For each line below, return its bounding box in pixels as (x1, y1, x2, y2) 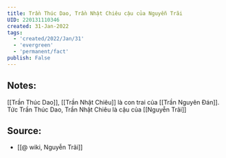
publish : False (7, 55, 51, 62)
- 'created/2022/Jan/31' (13, 36, 84, 42)
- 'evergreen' (13, 42, 54, 49)
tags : (7, 29, 23, 36)
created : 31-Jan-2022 (7, 23, 69, 29)
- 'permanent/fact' (13, 49, 69, 55)
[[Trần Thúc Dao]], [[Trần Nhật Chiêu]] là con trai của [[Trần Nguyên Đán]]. (7, 98, 220, 106)
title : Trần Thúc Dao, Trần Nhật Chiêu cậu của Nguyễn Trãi (7, 10, 183, 17)
